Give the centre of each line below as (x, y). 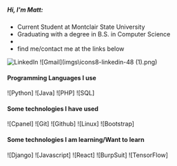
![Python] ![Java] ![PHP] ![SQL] (51, 93)
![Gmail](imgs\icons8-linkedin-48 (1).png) (98, 62)
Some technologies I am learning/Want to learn (76, 139)
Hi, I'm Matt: (25, 10)
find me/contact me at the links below (71, 49)
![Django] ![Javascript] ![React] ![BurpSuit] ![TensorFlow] (88, 155)
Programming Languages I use (52, 78)
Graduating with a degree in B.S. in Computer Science (94, 34)
